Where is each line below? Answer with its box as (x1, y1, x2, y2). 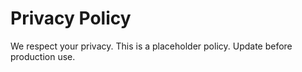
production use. (10, 50, 76, 62)
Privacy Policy (10, 7, 132, 30)
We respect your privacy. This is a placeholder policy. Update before (10, 40, 293, 52)
